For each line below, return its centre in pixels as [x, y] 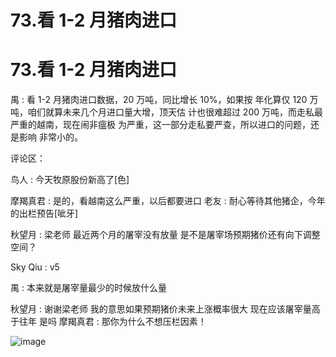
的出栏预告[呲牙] [44, 213]
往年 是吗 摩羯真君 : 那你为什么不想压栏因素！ [112, 322]
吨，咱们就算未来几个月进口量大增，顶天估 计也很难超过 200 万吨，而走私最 [167, 112]
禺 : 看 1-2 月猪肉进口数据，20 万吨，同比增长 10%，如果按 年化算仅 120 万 [164, 100]
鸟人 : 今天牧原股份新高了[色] [70, 180]
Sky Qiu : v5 [35, 267]
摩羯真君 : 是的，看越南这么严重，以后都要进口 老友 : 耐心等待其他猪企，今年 [168, 201]
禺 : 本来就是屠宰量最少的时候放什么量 [88, 288]
